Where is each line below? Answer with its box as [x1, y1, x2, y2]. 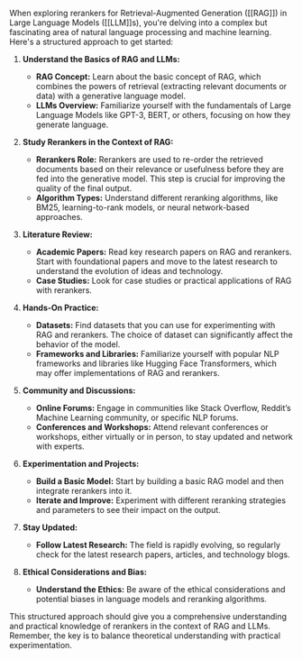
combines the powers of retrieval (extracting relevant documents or [35, 81, 288, 91]
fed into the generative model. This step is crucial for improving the [35, 173, 286, 184]
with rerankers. [35, 285, 93, 296]
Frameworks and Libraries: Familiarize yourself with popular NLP [35, 349, 279, 359]
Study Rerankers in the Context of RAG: [22, 137, 174, 147]
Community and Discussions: [22, 385, 136, 396]
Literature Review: [22, 229, 93, 240]
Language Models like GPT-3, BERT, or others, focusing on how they [35, 110, 291, 120]
